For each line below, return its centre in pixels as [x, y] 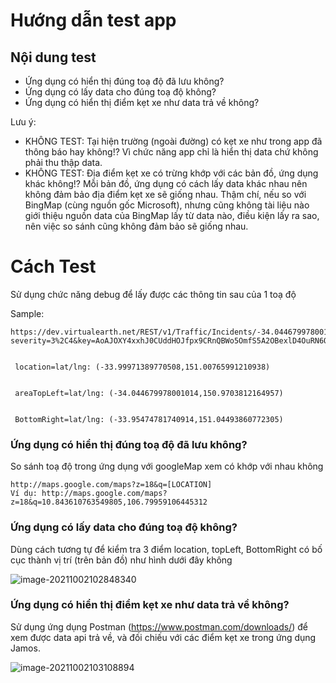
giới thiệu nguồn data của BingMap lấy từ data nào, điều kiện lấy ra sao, [172, 215]
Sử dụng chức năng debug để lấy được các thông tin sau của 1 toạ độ [153, 294]
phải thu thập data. [63, 162]
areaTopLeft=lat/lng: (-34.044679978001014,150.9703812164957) [149, 393]
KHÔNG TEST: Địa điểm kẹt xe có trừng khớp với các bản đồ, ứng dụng [171, 173]
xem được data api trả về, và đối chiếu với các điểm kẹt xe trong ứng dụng [163, 637]
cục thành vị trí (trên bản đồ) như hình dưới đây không [121, 560]
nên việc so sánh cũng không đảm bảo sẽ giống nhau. [136, 226]
